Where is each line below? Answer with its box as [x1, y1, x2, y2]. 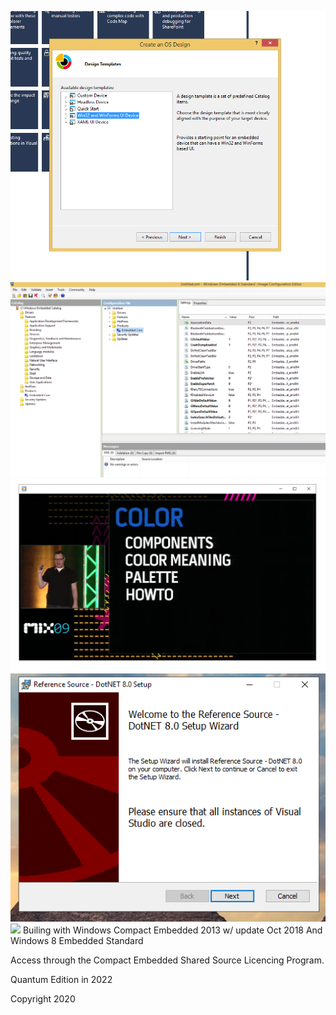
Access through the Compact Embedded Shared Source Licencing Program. [10, 954, 325, 966]
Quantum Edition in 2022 [10, 974, 113, 986]
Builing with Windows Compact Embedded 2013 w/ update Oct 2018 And [22, 924, 323, 936]
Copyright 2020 [10, 993, 76, 1005]
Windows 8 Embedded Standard [10, 935, 144, 947]
